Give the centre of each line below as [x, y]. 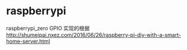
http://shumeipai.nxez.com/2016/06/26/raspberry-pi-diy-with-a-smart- [94, 35]
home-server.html [28, 41]
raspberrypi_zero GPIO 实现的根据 [48, 28]
